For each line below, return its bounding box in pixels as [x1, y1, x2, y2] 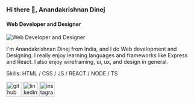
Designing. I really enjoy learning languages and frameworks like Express [6, 52, 188, 59]
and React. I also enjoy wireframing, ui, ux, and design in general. [6, 58, 169, 66]
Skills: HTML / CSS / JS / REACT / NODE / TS [6, 70, 118, 77]
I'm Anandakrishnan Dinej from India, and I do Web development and [6, 45, 177, 53]
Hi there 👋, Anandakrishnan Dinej [6, 5, 105, 14]
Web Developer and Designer [6, 20, 81, 28]
